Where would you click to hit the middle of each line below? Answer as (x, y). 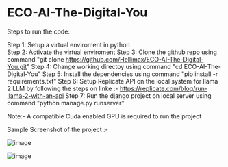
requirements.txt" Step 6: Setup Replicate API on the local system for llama (113, 81)
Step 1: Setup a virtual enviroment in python (68, 44)
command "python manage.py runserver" (66, 103)
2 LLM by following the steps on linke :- (63, 88)
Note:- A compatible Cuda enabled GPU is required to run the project (104, 116)
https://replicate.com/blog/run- (163, 88)
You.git (17, 66)
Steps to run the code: (39, 31)
